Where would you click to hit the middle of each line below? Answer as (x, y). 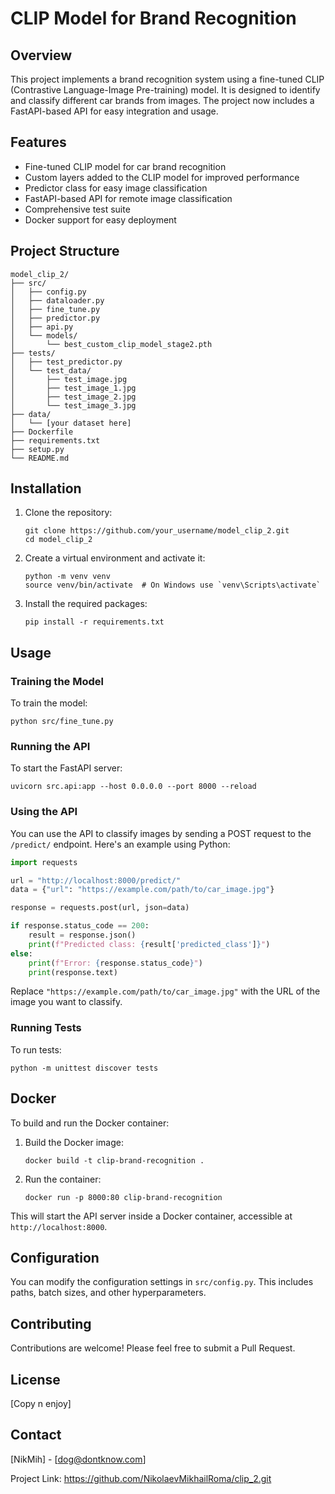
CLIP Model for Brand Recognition (153, 18)
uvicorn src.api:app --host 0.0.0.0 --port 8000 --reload (133, 787)
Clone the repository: (68, 513)
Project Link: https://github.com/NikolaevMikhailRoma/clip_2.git (141, 1478)
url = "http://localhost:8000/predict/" (96, 880)
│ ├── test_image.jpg (69, 379)
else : (21, 953)
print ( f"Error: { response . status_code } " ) (115, 963)
